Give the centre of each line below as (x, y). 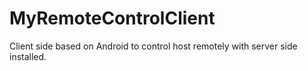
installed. (28, 56)
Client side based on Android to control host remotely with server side (153, 46)
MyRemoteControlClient (112, 18)
